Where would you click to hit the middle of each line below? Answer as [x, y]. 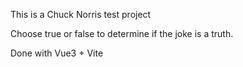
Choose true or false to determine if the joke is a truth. [122, 33]
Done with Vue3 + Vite [57, 53]
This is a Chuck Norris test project [81, 14]
